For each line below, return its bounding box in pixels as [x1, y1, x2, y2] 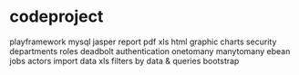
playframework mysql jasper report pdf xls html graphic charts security [9, 36, 277, 47]
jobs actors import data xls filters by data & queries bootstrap [9, 55, 240, 66]
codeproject [9, 6, 104, 27]
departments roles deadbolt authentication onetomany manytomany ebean [9, 45, 291, 56]
